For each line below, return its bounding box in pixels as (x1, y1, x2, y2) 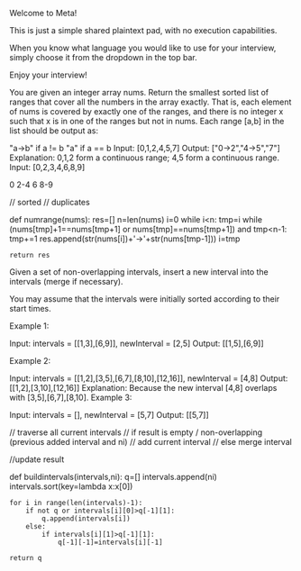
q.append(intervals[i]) (41, 514, 131, 523)
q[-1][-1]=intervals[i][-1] (57, 538, 164, 547)
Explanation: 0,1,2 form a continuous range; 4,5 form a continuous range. (9, 152, 279, 163)
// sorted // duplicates (9, 197, 90, 207)
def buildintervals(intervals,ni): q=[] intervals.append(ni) (9, 472, 218, 482)
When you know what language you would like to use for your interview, (9, 42, 277, 53)
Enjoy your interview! (9, 69, 87, 80)
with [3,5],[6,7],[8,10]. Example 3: (9, 392, 132, 403)
